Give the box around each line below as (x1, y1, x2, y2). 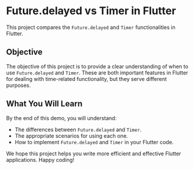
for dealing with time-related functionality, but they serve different (6, 75, 167, 82)
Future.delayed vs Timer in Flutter (6, 4, 176, 18)
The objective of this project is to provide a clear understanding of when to (6, 63, 189, 70)
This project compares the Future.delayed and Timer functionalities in (6, 24, 176, 31)
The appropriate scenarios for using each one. (14, 132, 128, 139)
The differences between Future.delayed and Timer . (14, 126, 142, 133)
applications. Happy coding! (6, 156, 75, 163)
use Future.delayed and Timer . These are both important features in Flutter (6, 69, 188, 76)
